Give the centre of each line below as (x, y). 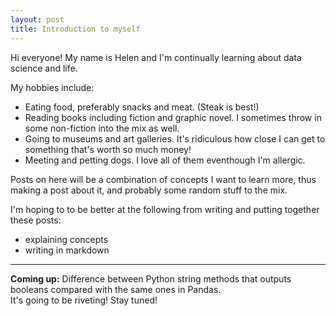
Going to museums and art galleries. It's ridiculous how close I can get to (175, 138)
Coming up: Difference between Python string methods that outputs (151, 278)
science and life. (44, 68)
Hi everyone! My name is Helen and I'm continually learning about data (156, 57)
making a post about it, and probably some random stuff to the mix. (149, 190)
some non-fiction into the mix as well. (102, 128)
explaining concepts (66, 239)
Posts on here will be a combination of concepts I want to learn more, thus (163, 179)
